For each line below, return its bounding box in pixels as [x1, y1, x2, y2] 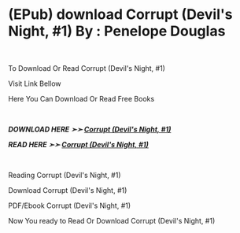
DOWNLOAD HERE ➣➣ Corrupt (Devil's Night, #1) [8, 124, 172, 134]
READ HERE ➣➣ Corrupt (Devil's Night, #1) [8, 139, 150, 149]
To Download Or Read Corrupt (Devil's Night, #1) [8, 63, 165, 72]
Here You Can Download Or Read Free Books [8, 94, 155, 103]
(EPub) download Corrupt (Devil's [8, 6, 233, 24]
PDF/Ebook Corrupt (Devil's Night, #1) [8, 201, 131, 210]
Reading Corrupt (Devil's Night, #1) [8, 170, 121, 179]
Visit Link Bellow [8, 79, 61, 88]
